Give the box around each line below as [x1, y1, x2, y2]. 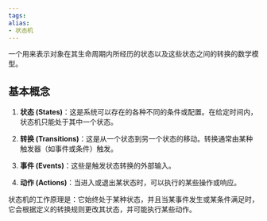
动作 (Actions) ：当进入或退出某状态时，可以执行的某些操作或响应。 [19, 178, 242, 188]
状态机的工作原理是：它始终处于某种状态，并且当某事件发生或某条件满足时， [8, 195, 259, 204]
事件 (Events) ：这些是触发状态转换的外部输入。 [19, 161, 176, 171]
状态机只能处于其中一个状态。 [19, 117, 118, 127]
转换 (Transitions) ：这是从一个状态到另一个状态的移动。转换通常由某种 [19, 134, 253, 144]
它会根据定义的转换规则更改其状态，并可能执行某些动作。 [8, 204, 196, 215]
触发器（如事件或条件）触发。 [19, 144, 118, 153]
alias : [8, 19, 30, 27]
